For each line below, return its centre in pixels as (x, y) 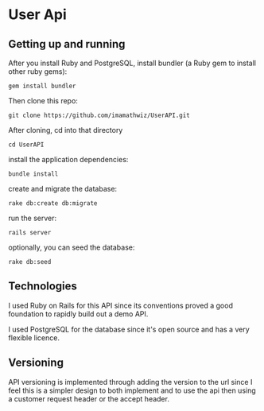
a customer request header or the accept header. (89, 398)
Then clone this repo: (43, 101)
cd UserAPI (26, 145)
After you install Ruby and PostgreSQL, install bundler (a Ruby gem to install (132, 63)
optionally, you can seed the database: (72, 247)
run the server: (33, 218)
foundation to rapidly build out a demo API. (78, 314)
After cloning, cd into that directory (66, 130)
